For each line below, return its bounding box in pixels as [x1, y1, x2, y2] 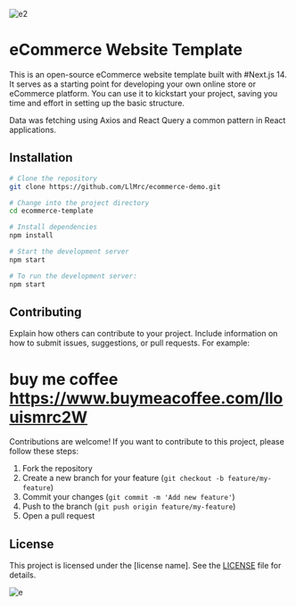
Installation [9, 150, 73, 165]
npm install [9, 231, 53, 240]
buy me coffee [9, 369, 119, 389]
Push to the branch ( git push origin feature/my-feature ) [21, 501, 236, 512]
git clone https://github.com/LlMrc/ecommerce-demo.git [9, 182, 221, 191]
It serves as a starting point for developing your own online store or [9, 79, 257, 89]
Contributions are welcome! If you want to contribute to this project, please [9, 436, 285, 447]
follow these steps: [9, 446, 78, 457]
